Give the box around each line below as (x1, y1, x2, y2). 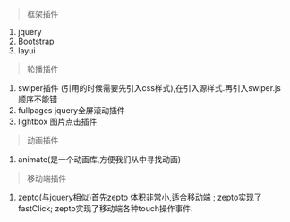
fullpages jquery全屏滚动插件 (17, 105, 125, 115)
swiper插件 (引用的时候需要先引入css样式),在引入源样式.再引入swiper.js (17, 83, 282, 93)
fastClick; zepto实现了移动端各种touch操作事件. (17, 203, 193, 213)
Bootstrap (17, 36, 55, 46)
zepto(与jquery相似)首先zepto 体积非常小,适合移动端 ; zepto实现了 (17, 192, 262, 202)
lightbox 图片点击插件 (17, 116, 98, 127)
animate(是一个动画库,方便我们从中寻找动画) (17, 154, 182, 164)
